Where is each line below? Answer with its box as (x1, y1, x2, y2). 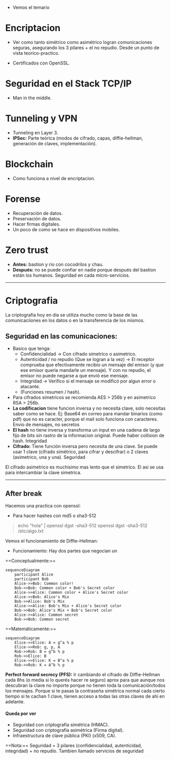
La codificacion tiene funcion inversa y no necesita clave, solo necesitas (12, 405, 166, 411)
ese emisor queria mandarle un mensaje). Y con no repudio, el (20, 367, 151, 373)
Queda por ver (5, 710, 37, 717)
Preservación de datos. (12, 215, 62, 221)
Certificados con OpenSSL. (12, 60, 70, 66)
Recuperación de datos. (12, 210, 63, 216)
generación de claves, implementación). (12, 140, 97, 146)
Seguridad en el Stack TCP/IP (5, 78, 132, 90)
